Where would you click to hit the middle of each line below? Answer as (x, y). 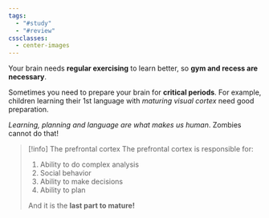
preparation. (29, 110)
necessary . (27, 77)
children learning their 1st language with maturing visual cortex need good (131, 101)
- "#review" (36, 30)
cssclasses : (28, 38)
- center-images (43, 46)
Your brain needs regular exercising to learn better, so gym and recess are (133, 68)
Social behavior (66, 173)
